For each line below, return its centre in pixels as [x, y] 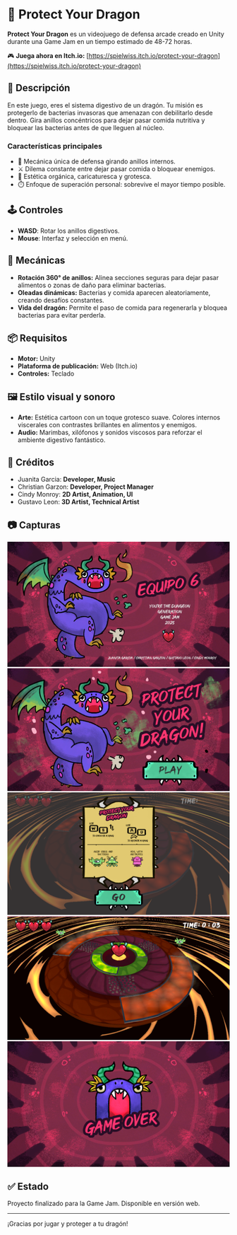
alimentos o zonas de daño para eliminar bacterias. [92, 285]
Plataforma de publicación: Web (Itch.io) [78, 366]
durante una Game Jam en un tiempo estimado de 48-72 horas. [100, 41]
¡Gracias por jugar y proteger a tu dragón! [68, 1224]
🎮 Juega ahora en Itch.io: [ [48, 55]
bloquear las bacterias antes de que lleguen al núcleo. [86, 127]
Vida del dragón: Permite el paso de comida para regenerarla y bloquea [122, 308]
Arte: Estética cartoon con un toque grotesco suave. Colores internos [119, 417]
